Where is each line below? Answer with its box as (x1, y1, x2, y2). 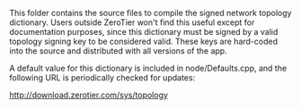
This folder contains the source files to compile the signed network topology (9, 8, 292, 18)
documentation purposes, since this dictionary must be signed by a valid (9, 27, 279, 37)
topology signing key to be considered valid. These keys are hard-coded (9, 36, 279, 46)
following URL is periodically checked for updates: (9, 72, 196, 83)
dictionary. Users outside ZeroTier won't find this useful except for (9, 17, 255, 28)
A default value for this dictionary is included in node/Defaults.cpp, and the (9, 63, 288, 73)
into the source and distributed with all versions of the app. (9, 46, 227, 56)
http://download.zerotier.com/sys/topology (9, 89, 169, 100)
